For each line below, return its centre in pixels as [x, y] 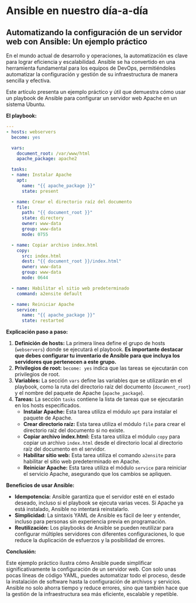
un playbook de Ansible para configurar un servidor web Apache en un [92, 98]
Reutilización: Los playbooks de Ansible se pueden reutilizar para [94, 528]
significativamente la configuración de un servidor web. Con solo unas [91, 569]
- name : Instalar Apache [42, 175]
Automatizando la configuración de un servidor [94, 33]
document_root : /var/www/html [54, 154]
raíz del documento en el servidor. [65, 449]
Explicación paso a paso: [37, 332]
